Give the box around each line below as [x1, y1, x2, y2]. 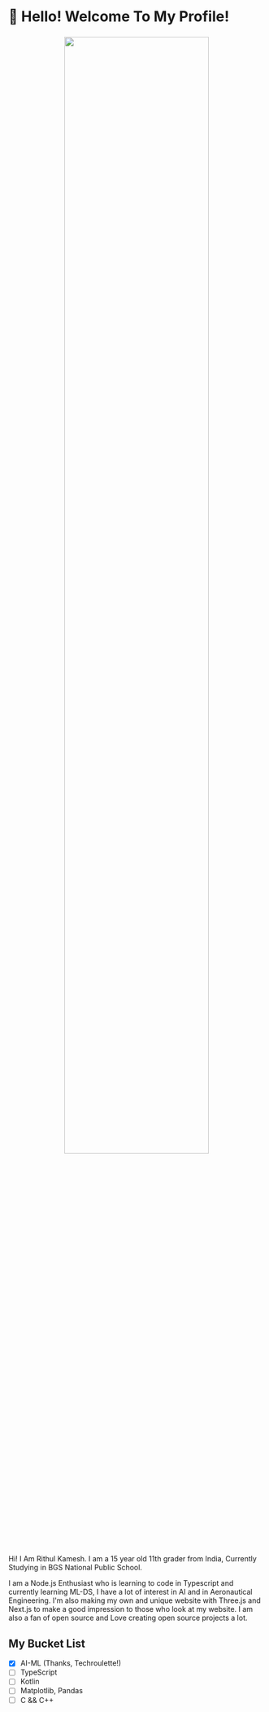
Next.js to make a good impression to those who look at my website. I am [8, 1604, 254, 1614]
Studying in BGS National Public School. [8, 1563, 142, 1573]
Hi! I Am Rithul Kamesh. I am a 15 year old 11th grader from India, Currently [8, 1554, 258, 1564]
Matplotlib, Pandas [20, 1686, 84, 1696]
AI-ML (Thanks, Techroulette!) [20, 1658, 122, 1668]
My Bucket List [8, 1636, 85, 1650]
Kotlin [20, 1677, 40, 1687]
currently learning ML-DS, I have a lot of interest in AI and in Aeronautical [8, 1587, 253, 1597]
